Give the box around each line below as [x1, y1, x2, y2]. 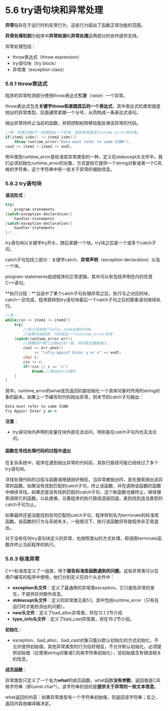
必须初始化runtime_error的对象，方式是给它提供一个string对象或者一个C [9, 160, 157, 166]
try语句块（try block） [12, 60, 58, 66]
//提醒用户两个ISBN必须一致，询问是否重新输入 [23, 341, 107, 346]
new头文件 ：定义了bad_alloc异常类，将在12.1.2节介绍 [12, 609, 122, 615]
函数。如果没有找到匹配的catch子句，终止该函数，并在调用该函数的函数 [13, 483, 161, 489]
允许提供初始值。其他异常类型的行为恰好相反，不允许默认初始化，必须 [12, 643, 157, 649]
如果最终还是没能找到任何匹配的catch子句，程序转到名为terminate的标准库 [5, 512, 159, 518]
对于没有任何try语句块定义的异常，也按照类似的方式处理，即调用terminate [5, 535, 157, 541]
